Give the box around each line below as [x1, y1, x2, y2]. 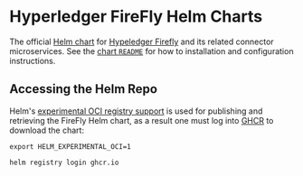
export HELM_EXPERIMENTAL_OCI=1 [9, 142, 131, 151]
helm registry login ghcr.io [9, 158, 119, 167]
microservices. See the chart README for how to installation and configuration [9, 45, 294, 56]
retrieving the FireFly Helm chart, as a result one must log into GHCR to [9, 115, 274, 125]
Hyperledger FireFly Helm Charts [9, 6, 263, 27]
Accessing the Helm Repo [9, 81, 158, 97]
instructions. [9, 55, 56, 66]
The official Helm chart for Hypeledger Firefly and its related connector [9, 36, 274, 47]
